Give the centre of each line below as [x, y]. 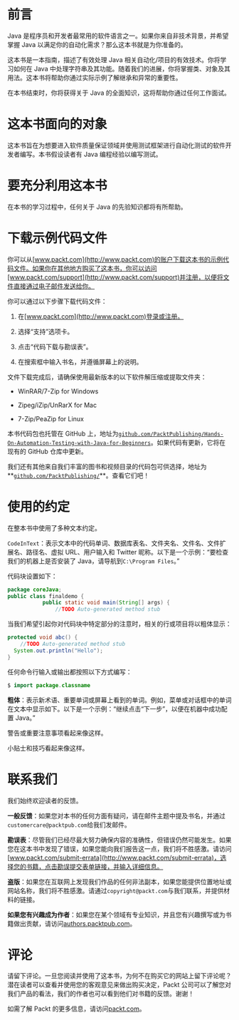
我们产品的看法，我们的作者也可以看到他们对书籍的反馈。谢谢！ [101, 994]
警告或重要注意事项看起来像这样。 [57, 733]
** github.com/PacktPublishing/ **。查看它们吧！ [79, 475]
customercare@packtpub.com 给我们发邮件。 [69, 825]
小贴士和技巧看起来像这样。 [48, 748]
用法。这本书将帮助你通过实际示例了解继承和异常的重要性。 [95, 77]
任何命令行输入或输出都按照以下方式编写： [70, 671]
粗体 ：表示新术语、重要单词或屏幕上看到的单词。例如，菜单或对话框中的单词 [119, 700]
